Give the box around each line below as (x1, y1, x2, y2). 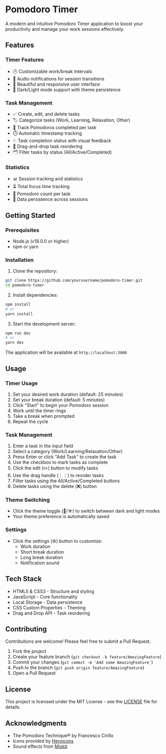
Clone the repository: (12, 268, 58, 274)
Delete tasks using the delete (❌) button (12, 483, 97, 490)
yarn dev (5, 340, 24, 345)
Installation (5, 256, 34, 263)
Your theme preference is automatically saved (12, 514, 110, 520)
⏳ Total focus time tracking (12, 184, 70, 190)
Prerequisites (5, 227, 39, 234)
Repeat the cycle (12, 418, 49, 424)
